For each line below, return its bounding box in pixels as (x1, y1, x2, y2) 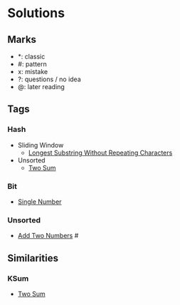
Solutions (7, 5, 65, 21)
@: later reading (17, 83, 65, 91)
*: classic (17, 52, 46, 61)
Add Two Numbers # (17, 232, 79, 240)
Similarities (7, 252, 59, 264)
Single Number (17, 197, 62, 206)
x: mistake (17, 68, 48, 76)
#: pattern (17, 60, 48, 68)
